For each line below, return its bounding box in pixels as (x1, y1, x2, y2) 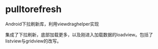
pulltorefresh (5, 4, 62, 15)
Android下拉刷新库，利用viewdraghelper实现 (5, 21, 99, 27)
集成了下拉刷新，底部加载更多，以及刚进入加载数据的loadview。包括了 (5, 31, 153, 37)
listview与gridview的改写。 (5, 38, 62, 44)
